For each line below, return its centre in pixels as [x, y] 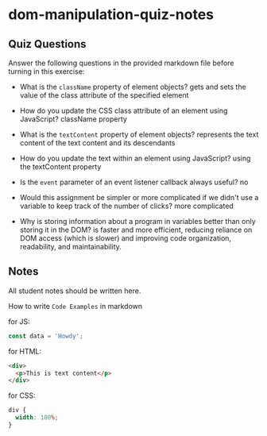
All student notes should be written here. [75, 291]
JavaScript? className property [73, 119]
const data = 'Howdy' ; [46, 336]
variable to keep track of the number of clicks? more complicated [127, 206]
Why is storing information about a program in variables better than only [137, 221]
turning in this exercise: [46, 71]
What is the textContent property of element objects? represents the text [139, 134]
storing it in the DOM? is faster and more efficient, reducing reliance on [136, 230]
